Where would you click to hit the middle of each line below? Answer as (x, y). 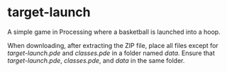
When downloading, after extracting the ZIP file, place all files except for (113, 45)
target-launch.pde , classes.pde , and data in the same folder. (96, 60)
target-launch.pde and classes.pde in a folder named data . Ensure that (111, 53)
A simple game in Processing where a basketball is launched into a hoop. (114, 32)
